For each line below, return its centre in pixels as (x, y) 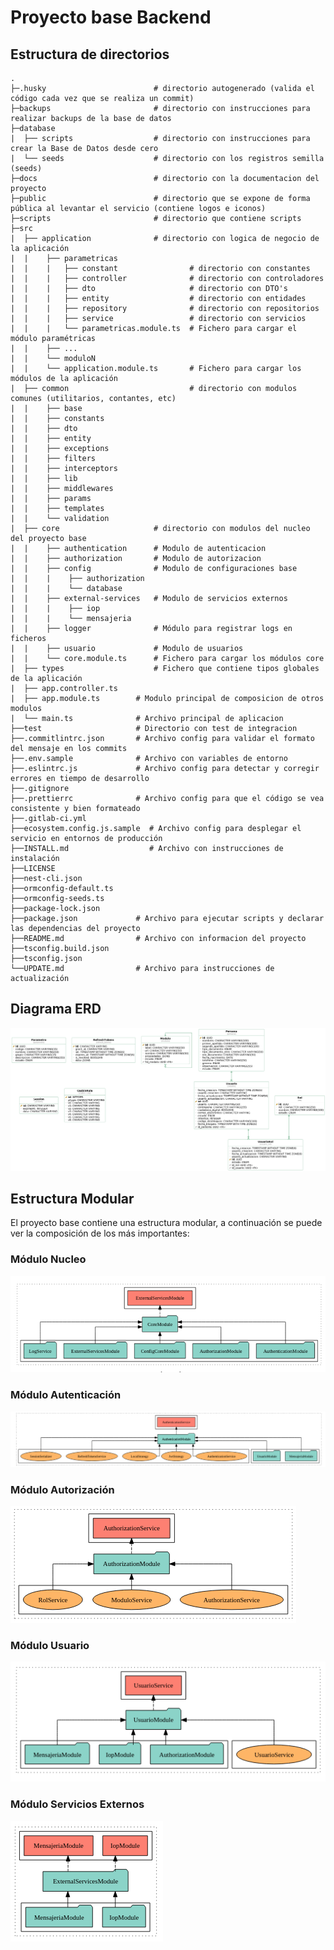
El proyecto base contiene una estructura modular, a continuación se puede (166, 1223)
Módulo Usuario (50, 1645)
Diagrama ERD (56, 1009)
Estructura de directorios (90, 54)
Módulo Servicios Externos (77, 1804)
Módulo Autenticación (66, 1395)
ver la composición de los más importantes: (100, 1233)
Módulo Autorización (62, 1489)
